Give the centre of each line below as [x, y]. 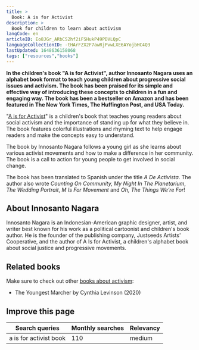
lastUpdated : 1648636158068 [41, 51]
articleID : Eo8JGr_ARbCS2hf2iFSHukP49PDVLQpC [63, 39]
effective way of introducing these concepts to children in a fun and [92, 92]
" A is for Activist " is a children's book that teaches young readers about [94, 116]
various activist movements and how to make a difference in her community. [100, 153]
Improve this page [41, 311]
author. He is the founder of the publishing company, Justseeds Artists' [94, 235]
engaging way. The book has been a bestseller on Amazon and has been [97, 98]
